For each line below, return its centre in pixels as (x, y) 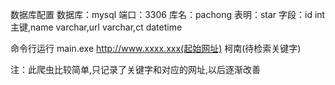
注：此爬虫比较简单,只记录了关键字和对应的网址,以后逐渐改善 (136, 69)
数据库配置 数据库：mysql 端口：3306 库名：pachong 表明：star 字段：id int (168, 14)
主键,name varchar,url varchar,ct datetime (96, 27)
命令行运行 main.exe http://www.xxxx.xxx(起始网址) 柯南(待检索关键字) (156, 48)
